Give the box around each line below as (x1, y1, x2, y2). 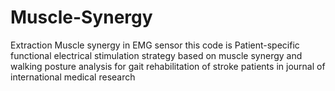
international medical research (10, 71, 136, 83)
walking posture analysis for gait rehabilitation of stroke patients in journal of (10, 60, 326, 72)
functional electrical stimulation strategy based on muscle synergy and (10, 49, 303, 61)
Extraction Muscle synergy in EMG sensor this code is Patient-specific (10, 39, 300, 51)
